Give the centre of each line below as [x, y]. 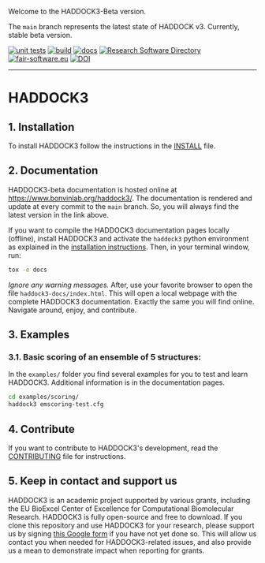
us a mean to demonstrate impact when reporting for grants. [106, 550]
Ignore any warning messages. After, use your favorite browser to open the [131, 285]
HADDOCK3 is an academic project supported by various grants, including [129, 500]
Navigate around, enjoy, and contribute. [73, 310]
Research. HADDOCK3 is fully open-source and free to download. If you [125, 516]
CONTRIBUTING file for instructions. [67, 456]
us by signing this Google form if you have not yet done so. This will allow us [132, 533]
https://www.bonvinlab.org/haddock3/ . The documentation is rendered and [130, 198]
